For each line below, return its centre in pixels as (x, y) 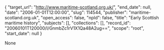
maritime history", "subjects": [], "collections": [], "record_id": (68, 23)
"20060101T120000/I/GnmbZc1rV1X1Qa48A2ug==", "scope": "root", (75, 28)
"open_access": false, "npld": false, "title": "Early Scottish (100, 18)
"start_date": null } (23, 33)
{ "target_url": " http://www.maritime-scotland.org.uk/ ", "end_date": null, (78, 7)
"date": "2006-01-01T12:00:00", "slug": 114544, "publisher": (66, 12)
